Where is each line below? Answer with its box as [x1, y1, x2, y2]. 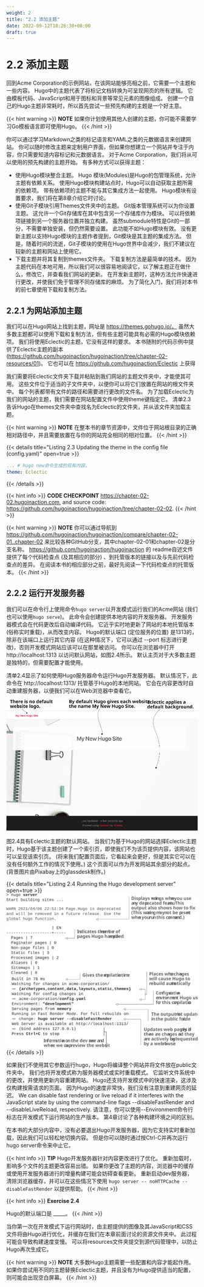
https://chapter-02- [100, 491, 149, 499]
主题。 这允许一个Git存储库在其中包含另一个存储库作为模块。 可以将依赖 [15, 210, 196, 217]
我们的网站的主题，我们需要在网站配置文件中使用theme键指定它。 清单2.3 [6, 396, 191, 402]
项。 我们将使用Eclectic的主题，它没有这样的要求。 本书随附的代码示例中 [6, 338, 189, 345]
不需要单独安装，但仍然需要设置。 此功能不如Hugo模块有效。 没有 [25, 225, 192, 232]
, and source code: [59, 498, 106, 505]
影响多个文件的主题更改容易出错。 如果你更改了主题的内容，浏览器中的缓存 [6, 1162, 194, 1170]
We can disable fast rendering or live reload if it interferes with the [18, 1092, 184, 1099]
